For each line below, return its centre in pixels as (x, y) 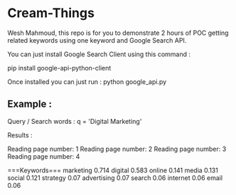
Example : (29, 104)
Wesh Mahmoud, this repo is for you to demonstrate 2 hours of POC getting (118, 33)
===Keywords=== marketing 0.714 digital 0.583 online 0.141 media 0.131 (113, 170)
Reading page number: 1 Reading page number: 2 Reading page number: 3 (117, 149)
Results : (20, 135)
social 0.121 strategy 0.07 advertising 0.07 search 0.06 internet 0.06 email (115, 178)
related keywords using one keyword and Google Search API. (97, 40)
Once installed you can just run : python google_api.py (87, 81)
